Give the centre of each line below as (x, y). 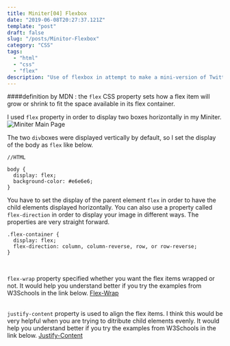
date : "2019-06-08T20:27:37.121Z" (56, 20)
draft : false (26, 33)
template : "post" (32, 26)
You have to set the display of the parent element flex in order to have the (112, 200)
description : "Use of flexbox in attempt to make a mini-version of (107, 77)
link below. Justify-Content (45, 336)
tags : (15, 52)
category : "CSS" (30, 45)
